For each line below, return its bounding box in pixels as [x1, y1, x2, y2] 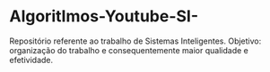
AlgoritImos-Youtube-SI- [9, 6, 199, 27]
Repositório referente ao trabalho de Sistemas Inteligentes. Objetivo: [9, 36, 262, 46]
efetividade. [9, 54, 54, 65]
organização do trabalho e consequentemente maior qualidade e [9, 44, 248, 55]
